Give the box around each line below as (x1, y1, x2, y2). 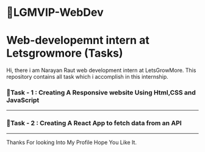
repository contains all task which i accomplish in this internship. (6, 73, 169, 81)
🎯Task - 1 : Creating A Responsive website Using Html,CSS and (6, 89, 196, 97)
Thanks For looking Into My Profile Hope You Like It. (6, 139, 137, 146)
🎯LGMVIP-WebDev (6, 5, 104, 20)
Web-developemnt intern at (6, 34, 149, 48)
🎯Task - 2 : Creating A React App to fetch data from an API (6, 119, 182, 128)
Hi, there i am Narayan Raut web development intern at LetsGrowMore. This (6, 67, 196, 74)
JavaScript (6, 96, 40, 104)
